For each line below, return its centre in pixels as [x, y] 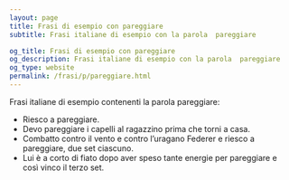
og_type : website [42, 68]
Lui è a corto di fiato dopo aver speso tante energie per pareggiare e [149, 157]
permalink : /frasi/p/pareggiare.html [80, 76]
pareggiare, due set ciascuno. [78, 148]
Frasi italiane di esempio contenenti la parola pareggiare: [115, 101]
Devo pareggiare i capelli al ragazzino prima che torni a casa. [136, 128]
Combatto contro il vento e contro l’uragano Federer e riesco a [139, 138]
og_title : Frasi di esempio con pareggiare [93, 51]
